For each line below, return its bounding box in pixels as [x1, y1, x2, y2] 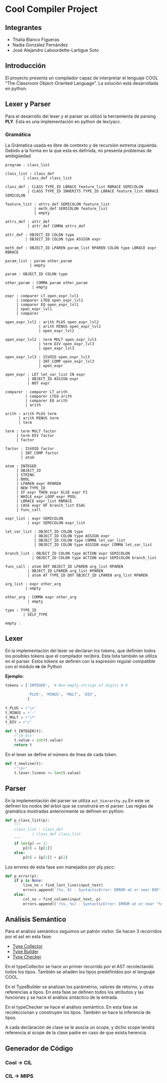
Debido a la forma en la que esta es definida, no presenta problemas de [5, 147, 152, 153]
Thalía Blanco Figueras [12, 36, 60, 42]
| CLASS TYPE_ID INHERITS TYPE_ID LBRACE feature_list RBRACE [27, 189, 159, 194]
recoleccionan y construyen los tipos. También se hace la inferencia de [5, 1009, 151, 1016]
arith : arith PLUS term [5, 411, 57, 416]
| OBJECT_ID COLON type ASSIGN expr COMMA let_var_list [34, 542, 153, 547]
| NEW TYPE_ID [16, 485, 46, 490]
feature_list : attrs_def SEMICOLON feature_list [5, 202, 110, 207]
